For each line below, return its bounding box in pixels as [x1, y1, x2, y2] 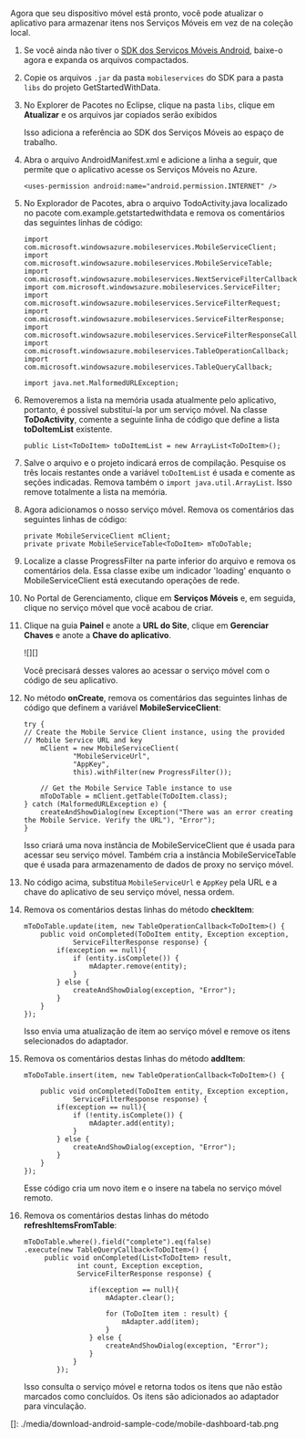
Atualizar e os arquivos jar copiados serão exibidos [23, 110, 218, 120]
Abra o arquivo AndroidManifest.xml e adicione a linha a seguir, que [23, 154, 278, 165]
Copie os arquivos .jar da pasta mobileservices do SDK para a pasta [23, 72, 284, 83]
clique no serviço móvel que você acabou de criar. [23, 603, 214, 613]
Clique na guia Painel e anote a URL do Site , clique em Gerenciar [23, 620, 270, 631]
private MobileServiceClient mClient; [23, 531, 171, 541]
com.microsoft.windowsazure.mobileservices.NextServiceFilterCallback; [23, 275, 301, 284]
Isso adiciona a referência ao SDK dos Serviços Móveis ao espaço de [23, 127, 285, 138]
